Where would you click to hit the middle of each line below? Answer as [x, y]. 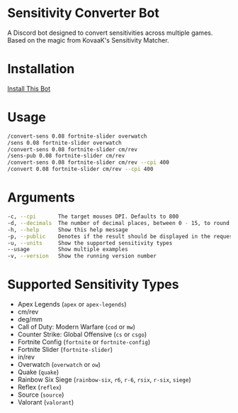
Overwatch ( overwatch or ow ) [59, 365]
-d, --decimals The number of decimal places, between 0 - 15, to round [119, 223]
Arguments [41, 198]
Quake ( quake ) [38, 372]
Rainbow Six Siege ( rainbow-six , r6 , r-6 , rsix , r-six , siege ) [104, 380]
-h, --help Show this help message [68, 230]
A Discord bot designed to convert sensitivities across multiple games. [110, 33]
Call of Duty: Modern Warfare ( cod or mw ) [76, 327]
